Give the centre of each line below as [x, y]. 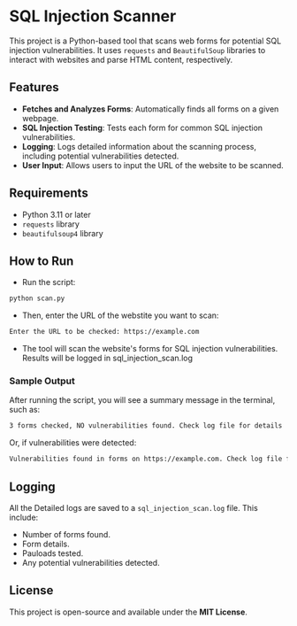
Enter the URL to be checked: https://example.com [104, 332]
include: [24, 517]
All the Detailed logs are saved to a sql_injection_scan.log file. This [133, 507]
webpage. [40, 118]
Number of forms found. [66, 534]
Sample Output [42, 381]
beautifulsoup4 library [62, 233]
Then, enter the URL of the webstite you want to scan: [120, 315]
